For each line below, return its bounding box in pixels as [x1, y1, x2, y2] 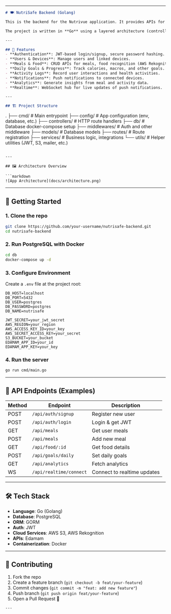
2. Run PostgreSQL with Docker [5, 241, 84, 248]
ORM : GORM [12, 519, 40, 525]
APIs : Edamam [12, 535, 44, 541]
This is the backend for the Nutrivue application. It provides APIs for [5, 19, 165, 25]
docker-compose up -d [5, 257, 51, 262]
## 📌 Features [5, 47, 36, 52]
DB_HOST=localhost [5, 291, 44, 296]
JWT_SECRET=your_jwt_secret [5, 317, 65, 322]
